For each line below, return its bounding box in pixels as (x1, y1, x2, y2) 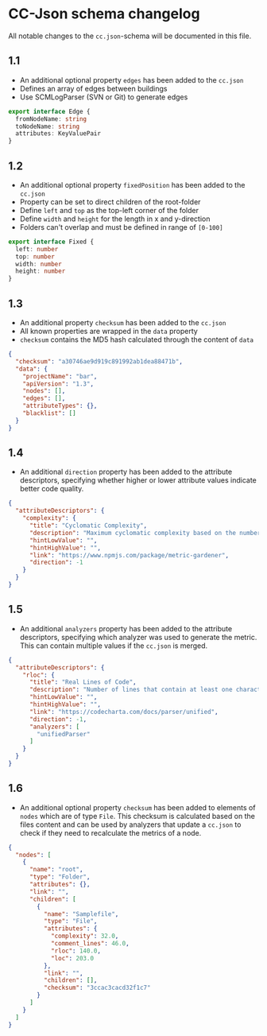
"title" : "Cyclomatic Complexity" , (29, 522, 148, 530)
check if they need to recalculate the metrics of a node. (19, 828, 202, 837)
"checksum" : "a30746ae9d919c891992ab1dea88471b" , (15, 357, 183, 366)
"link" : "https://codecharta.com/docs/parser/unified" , (29, 708, 219, 716)
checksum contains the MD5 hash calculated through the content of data (19, 335, 254, 344)
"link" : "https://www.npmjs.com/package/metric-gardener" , (29, 551, 229, 559)
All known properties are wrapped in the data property (19, 327, 199, 336)
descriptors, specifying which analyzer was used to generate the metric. (19, 632, 257, 642)
